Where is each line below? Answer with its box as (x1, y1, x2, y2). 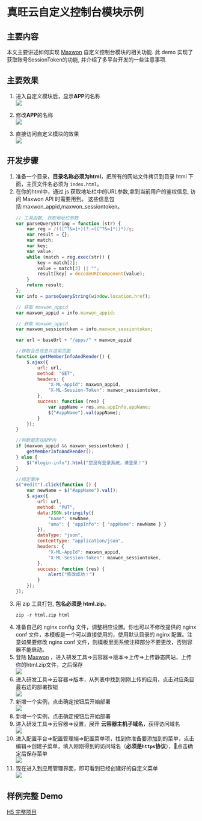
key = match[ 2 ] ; (37, 260, 78, 266)
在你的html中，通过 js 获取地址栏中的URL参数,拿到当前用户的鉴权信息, (15, 187, 189, 195)
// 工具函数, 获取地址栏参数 (15, 215, 79, 221)
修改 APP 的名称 (15, 111, 54, 118)
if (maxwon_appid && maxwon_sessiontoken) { (15, 443, 129, 449)
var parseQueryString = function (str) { (15, 221, 121, 227)
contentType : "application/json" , (37, 538, 124, 544)
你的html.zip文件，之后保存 (15, 661, 84, 668)
